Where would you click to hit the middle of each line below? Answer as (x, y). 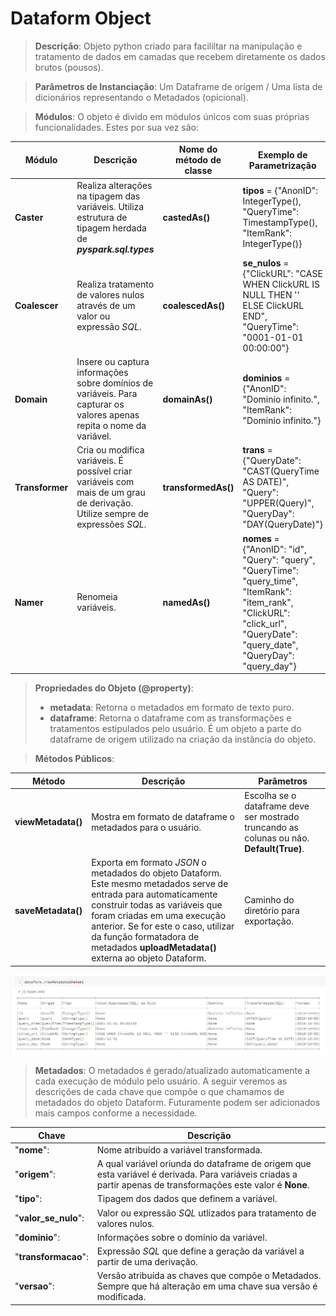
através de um (106, 305)
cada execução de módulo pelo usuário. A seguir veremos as (161, 1081)
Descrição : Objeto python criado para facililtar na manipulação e (168, 46)
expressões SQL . (111, 524)
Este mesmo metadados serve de (160, 884)
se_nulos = (266, 263)
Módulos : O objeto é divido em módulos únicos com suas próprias (172, 116)
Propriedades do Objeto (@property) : (114, 688)
